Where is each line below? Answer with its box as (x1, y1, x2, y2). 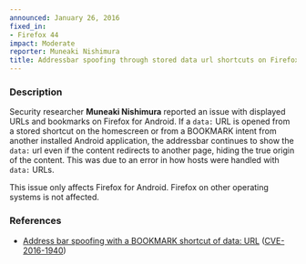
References (9, 215, 62, 228)
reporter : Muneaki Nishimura (9, 47, 120, 56)
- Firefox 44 (9, 30, 59, 39)
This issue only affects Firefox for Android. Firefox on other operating (9, 182, 269, 193)
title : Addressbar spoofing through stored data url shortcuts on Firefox (9, 56, 300, 65)
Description (9, 86, 63, 98)
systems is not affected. (9, 192, 100, 203)
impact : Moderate (9, 38, 76, 48)
